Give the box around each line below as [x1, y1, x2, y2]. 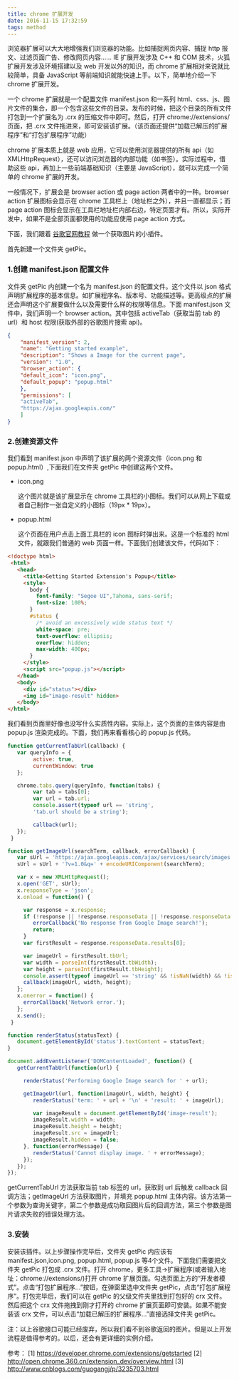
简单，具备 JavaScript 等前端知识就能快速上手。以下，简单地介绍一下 [13, 71, 217, 79]
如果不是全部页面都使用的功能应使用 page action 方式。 [26, 215, 189, 223]
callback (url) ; [33, 821, 78, 828]
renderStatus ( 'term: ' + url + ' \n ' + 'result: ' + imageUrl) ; [33, 1097, 225, 1104]
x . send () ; [16, 1012, 46, 1019]
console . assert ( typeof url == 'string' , [33, 802, 154, 809]
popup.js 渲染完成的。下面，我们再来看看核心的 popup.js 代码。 [7, 729, 195, 737]
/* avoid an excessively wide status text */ [36, 619, 174, 626]
